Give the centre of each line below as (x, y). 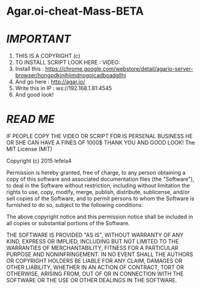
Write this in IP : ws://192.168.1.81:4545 (63, 88)
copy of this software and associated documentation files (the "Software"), (100, 179)
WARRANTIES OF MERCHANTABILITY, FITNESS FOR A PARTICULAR (92, 248)
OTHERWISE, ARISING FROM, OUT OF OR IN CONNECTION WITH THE (95, 274)
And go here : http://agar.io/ (50, 82)
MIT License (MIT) (30, 149)
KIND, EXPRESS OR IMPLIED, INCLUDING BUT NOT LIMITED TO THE (93, 242)
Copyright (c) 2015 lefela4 (39, 161)
